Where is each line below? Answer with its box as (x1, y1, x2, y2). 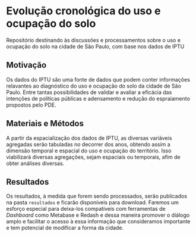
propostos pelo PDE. (6, 101, 56, 108)
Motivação (6, 60, 47, 70)
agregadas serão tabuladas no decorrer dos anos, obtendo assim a (6, 141, 170, 148)
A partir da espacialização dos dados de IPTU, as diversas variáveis (6, 134, 172, 141)
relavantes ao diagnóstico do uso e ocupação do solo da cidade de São (6, 82, 181, 89)
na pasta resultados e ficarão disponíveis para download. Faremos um (6, 199, 179, 206)
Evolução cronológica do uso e (6, 4, 161, 18)
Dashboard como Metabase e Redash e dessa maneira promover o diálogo (6, 211, 190, 219)
